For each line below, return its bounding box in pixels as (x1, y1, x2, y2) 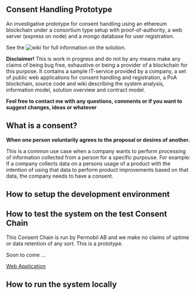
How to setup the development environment (6, 189, 170, 199)
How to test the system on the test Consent (6, 209, 167, 219)
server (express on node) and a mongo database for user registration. (6, 32, 174, 40)
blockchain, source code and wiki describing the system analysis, (6, 80, 164, 87)
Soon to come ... (6, 251, 46, 258)
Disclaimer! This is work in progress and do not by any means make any (6, 55, 181, 62)
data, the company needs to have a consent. (6, 172, 114, 179)
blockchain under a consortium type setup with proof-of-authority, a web (6, 26, 183, 33)
